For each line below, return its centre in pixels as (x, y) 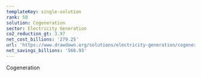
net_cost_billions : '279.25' (42, 39)
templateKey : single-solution (44, 12)
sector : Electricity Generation (46, 28)
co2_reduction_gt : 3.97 (36, 34)
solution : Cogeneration (36, 23)
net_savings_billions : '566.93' (46, 51)
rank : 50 (17, 17)
